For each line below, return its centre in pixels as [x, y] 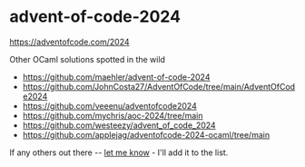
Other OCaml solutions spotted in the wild [88, 59]
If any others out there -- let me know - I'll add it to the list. [119, 152]
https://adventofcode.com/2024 [69, 42]
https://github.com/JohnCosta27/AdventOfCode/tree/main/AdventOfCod [159, 86]
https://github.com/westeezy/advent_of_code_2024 [119, 125]
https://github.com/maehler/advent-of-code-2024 [116, 77]
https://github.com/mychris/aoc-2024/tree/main [113, 115]
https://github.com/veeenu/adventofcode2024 [109, 105]
